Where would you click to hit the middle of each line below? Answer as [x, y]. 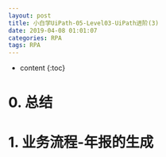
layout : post [30, 16]
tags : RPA [25, 45]
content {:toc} [42, 68]
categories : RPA [35, 38]
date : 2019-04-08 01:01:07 [53, 30]
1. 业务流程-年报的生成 [81, 142]
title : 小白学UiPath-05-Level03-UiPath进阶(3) [83, 23]
